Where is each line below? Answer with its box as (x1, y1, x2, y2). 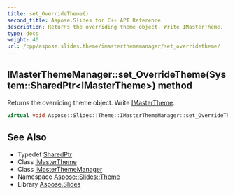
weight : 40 (7, 36, 39, 43)
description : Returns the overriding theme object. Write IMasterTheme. (7, 23, 224, 30)
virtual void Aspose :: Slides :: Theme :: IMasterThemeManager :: (7, 112, 187, 119)
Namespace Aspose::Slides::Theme (17, 173, 120, 181)
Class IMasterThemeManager (17, 165, 103, 173)
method (157, 80, 193, 92)
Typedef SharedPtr (17, 150, 73, 159)
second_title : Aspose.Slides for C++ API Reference (7, 17, 161, 24)
